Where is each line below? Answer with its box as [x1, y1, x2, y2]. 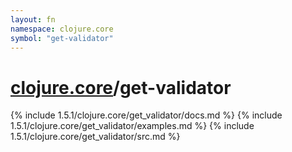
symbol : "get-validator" [10, 33, 114, 43]
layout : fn [10, 14, 56, 25]
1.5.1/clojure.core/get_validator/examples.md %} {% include [10, 120, 255, 132]
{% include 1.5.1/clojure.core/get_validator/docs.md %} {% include [10, 109, 283, 121]
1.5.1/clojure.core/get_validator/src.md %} [10, 131, 181, 143]
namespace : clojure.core [10, 24, 114, 34]
